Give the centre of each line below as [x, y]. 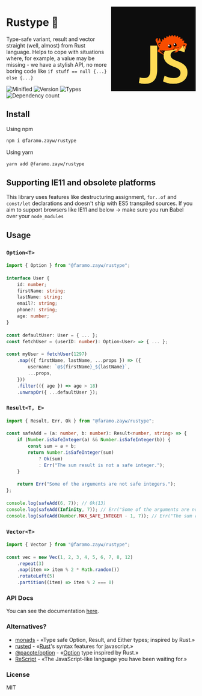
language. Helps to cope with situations [55, 52]
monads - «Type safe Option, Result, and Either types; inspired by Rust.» [105, 640]
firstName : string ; [41, 291]
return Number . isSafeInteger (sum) [71, 453]
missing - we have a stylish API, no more [57, 64]
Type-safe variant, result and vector [50, 39]
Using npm [20, 129]
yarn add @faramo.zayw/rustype [45, 164]
